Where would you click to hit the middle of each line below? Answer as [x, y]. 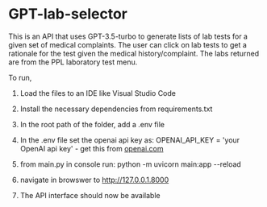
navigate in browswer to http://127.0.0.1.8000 [94, 180]
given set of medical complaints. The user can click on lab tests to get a [128, 44]
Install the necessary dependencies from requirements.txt [116, 109]
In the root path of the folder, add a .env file [92, 124]
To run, [20, 77]
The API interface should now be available [90, 195]
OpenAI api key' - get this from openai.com [92, 148]
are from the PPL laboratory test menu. [73, 62]
